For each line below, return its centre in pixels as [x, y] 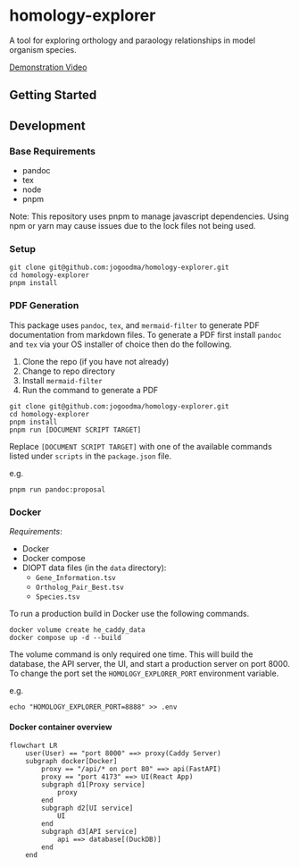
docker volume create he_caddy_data [77, 630]
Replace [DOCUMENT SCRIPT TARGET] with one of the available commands [141, 446]
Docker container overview [61, 727]
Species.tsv [58, 597]
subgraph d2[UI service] [87, 808]
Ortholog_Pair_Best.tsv [80, 587]
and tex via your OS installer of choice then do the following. [120, 344]
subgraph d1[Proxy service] [93, 785]
